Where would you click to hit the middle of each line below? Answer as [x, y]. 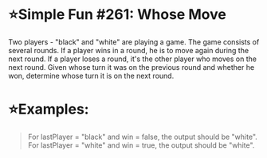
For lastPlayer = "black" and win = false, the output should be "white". [142, 137]
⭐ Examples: [49, 109]
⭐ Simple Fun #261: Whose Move [118, 15]
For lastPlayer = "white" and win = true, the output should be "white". [141, 145]
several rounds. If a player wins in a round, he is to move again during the [129, 50]
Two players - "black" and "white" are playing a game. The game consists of [134, 42]
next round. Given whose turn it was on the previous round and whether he [132, 67]
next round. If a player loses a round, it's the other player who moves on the [133, 59]
